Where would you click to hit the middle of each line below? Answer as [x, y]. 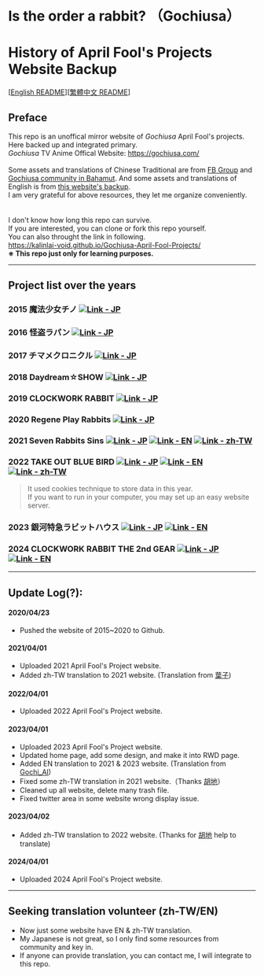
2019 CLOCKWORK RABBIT [61, 398]
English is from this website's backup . [70, 187]
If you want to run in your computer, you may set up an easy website [138, 497]
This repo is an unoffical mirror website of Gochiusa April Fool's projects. [126, 136]
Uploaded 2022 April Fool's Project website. [91, 711]
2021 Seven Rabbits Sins [56, 440]
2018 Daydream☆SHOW [56, 377]
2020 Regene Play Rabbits [60, 420]
